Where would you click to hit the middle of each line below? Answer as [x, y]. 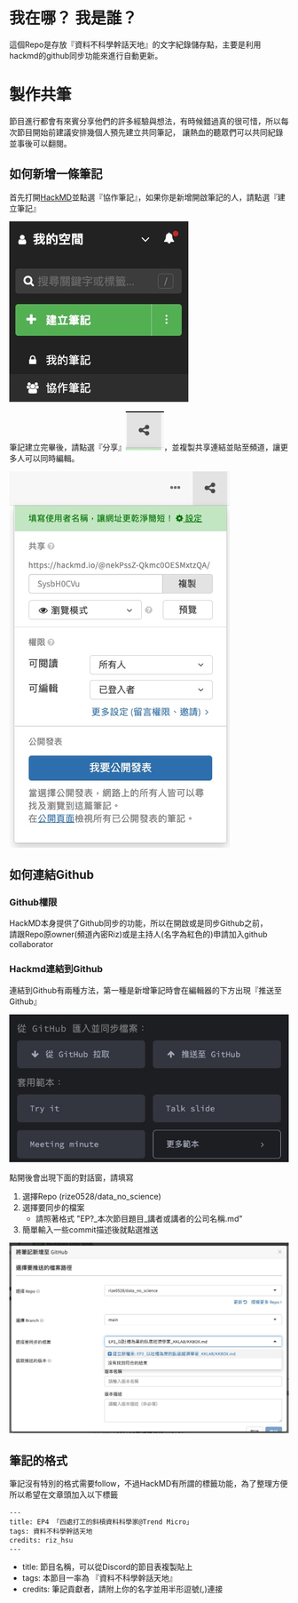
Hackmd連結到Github [56, 969]
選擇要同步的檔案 [53, 1208]
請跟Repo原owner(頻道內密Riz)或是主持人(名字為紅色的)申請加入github [138, 935]
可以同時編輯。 [52, 458]
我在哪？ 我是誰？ [73, 18]
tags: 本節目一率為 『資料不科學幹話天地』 [99, 1577]
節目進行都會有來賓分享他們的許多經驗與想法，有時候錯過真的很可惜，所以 [145, 121]
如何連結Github [52, 875]
